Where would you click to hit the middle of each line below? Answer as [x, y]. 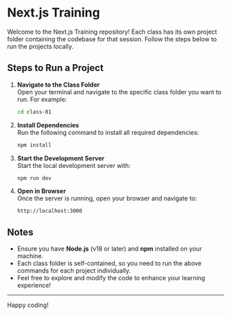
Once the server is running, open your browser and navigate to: [107, 198]
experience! [34, 285]
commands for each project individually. [74, 271]
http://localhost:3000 [49, 211]
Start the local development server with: [74, 165]
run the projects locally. [40, 46]
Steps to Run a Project [55, 68]
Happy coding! [28, 305]
